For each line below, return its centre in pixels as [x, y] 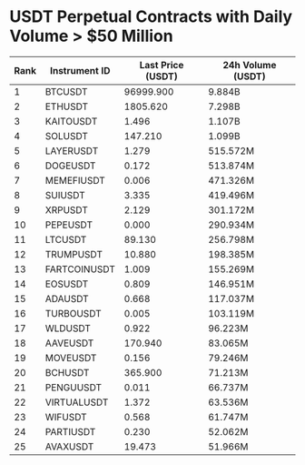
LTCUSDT [66, 239]
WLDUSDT [68, 328]
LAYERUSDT [72, 150]
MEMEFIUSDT [75, 180]
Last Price [162, 65]
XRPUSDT [66, 209]
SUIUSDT [65, 195]
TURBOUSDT [73, 313]
